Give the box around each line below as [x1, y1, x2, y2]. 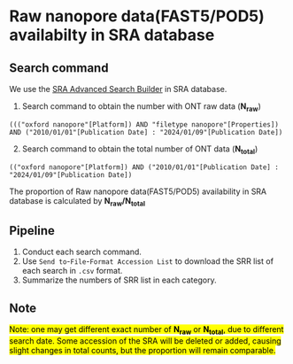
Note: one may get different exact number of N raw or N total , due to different [9, 324, 284, 337]
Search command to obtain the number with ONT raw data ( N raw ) [21, 101, 261, 113]
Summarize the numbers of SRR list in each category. [21, 275, 217, 285]
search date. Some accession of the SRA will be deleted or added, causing [9, 335, 281, 346]
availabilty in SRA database [9, 25, 215, 45]
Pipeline [9, 223, 56, 238]
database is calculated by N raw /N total [9, 195, 146, 208]
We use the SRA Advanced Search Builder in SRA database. [9, 84, 227, 94]
